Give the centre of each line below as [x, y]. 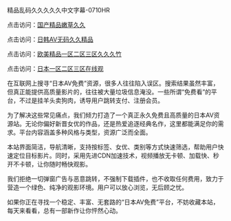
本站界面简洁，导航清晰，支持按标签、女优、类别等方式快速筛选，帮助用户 [112, 147]
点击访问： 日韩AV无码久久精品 [51, 39]
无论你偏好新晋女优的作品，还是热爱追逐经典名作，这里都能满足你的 [121, 124]
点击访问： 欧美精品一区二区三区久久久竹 [64, 54]
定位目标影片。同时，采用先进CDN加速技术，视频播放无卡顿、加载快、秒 [116, 156]
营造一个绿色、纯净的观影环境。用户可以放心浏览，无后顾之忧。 [97, 187]
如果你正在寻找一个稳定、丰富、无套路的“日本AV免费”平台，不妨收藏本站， [113, 202]
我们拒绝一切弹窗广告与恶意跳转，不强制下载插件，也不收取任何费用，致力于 [115, 179]
